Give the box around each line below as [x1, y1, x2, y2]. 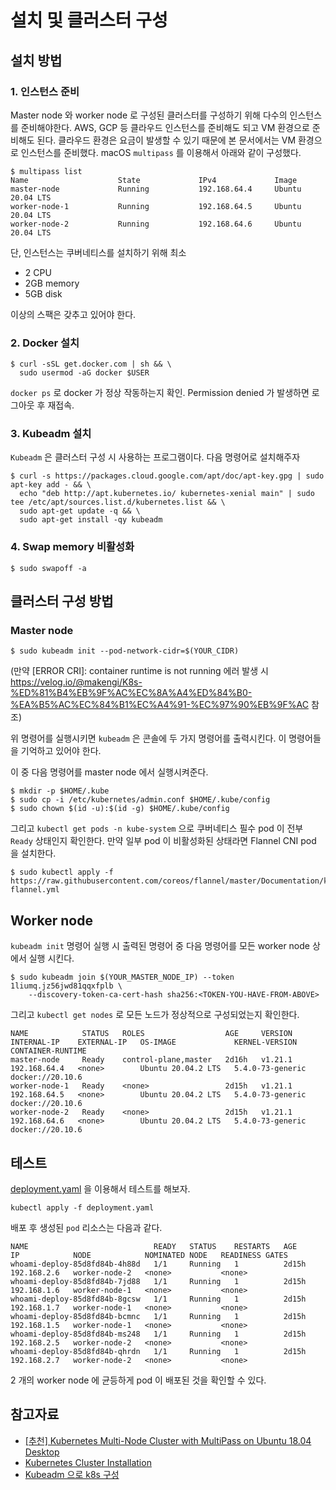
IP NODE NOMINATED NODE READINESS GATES [10, 1251, 288, 1261]
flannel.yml [10, 885, 60, 895]
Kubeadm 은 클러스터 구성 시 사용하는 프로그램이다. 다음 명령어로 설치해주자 [10, 451, 301, 463]
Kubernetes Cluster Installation [24, 1456, 152, 1468]
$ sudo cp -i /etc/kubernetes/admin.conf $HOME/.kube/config [10, 795, 271, 805]
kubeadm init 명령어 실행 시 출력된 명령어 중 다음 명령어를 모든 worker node [10, 940, 310, 952]
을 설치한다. [10, 847, 57, 860]
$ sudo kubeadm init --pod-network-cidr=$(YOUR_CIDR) [10, 646, 240, 656]
